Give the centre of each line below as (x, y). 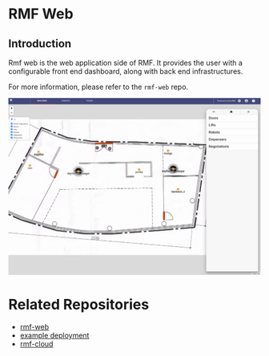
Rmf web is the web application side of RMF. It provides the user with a (125, 63)
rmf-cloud (36, 344)
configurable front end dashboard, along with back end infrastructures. (126, 71)
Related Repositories (79, 305)
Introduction (40, 44)
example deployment (54, 335)
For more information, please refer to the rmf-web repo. (98, 87)
